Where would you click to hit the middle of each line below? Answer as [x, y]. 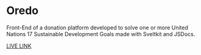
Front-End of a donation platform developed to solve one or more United [97, 28]
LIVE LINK [19, 46]
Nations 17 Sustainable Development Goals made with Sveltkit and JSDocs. [101, 34]
